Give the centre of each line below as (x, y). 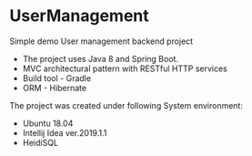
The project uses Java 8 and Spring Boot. (101, 58)
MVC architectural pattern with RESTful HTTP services (125, 68)
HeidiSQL (40, 142)
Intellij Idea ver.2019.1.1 (65, 132)
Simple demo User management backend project (101, 41)
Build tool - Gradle (57, 78)
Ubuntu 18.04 (48, 123)
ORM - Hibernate (55, 88)
